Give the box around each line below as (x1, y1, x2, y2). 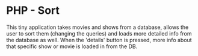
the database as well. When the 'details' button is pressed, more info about (6, 36, 192, 43)
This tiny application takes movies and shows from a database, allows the (6, 23, 189, 31)
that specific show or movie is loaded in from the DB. (6, 43, 138, 50)
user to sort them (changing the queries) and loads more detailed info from (6, 30, 192, 37)
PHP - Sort (6, 4, 60, 17)
